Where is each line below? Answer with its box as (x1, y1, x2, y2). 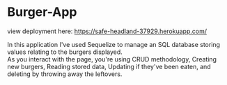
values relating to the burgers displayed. (7, 48, 123, 56)
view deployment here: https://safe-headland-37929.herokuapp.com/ (7, 27, 208, 35)
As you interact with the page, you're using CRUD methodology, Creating (7, 55, 217, 63)
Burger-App (7, 4, 77, 20)
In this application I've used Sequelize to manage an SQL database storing (7, 40, 221, 48)
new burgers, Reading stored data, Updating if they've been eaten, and (7, 62, 211, 70)
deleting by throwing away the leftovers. (7, 70, 123, 78)
